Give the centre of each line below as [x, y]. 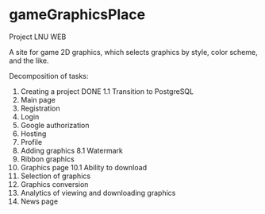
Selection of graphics [55, 176]
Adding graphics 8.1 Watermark [72, 150]
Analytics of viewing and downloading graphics [98, 193]
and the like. [29, 60]
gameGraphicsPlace [77, 15]
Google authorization [55, 125]
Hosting [33, 134]
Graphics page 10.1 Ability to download [84, 167]
